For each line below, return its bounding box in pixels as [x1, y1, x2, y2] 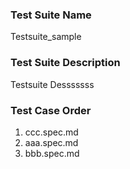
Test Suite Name [10, 8, 92, 22]
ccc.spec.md [24, 126, 79, 138]
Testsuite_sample [10, 31, 82, 43]
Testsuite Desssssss [10, 78, 95, 90]
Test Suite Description [10, 56, 121, 70]
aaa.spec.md [24, 136, 79, 148]
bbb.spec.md [24, 147, 80, 159]
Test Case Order [10, 103, 92, 117]
